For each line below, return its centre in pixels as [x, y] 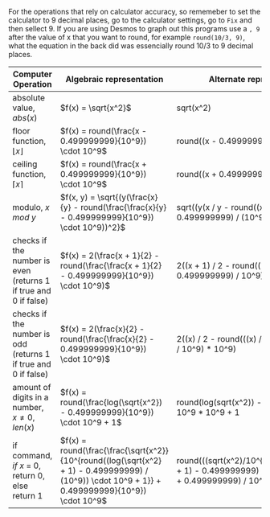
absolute [29, 98]
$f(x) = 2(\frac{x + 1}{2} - [110, 255]
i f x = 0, [27, 466]
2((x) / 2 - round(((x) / [219, 339]
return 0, [29, 476]
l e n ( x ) [23, 427]
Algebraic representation [115, 79]
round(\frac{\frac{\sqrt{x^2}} [114, 451]
